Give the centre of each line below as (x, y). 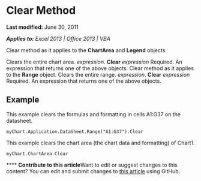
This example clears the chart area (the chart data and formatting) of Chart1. (100, 143)
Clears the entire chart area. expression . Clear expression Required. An (94, 62)
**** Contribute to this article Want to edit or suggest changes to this (92, 165)
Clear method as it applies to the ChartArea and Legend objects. (86, 50)
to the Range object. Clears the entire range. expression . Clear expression (98, 74)
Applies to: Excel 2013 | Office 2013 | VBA (58, 38)
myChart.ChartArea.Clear (37, 153)
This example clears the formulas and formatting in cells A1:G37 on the (94, 114)
